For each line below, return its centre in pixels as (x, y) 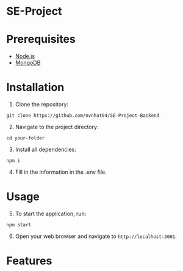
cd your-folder (26, 138)
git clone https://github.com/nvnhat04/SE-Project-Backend (83, 116)
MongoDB (28, 63)
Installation (35, 87)
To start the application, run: (51, 213)
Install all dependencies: (45, 150)
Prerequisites (41, 39)
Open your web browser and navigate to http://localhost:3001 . (96, 236)
